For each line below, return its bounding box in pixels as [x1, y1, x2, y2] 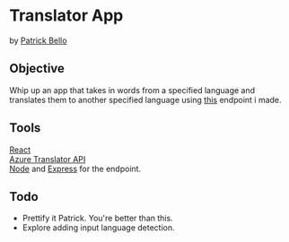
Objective [9, 61, 66, 76]
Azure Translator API [9, 153, 86, 164]
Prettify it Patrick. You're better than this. [22, 212, 173, 224]
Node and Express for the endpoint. [9, 163, 142, 174]
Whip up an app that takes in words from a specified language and [9, 84, 256, 95]
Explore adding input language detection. [22, 222, 175, 233]
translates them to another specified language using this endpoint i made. [9, 94, 282, 105]
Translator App [9, 5, 124, 26]
